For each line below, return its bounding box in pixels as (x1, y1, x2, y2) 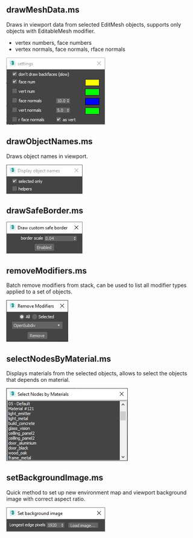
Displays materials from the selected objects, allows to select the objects (6, 370, 188, 377)
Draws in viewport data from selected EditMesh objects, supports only (6, 21, 182, 28)
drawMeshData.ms (6, 5, 80, 15)
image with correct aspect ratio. (6, 495, 86, 502)
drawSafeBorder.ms (6, 206, 83, 216)
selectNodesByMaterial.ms (6, 353, 112, 364)
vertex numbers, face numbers (14, 39, 92, 46)
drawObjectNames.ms (6, 136, 93, 147)
